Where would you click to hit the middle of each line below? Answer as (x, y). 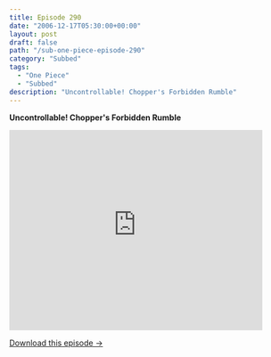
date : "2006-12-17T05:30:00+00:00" (75, 26)
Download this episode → (56, 343)
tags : (19, 68)
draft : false (33, 42)
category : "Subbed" (45, 59)
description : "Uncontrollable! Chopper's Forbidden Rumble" (123, 92)
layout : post (33, 34)
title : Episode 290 (45, 17)
